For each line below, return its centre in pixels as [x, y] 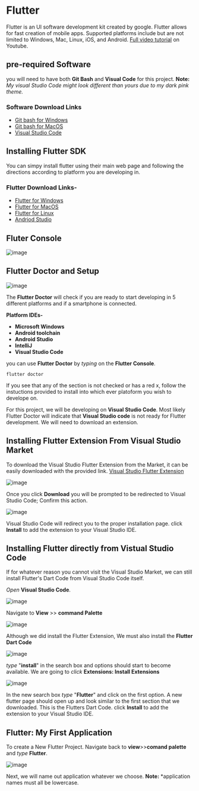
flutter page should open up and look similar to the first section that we [93, 701]
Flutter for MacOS [37, 207]
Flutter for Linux [34, 213]
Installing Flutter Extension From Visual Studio [94, 441]
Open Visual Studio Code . [39, 590]
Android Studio [34, 339]
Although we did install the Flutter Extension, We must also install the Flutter [99, 636]
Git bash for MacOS [39, 126]
